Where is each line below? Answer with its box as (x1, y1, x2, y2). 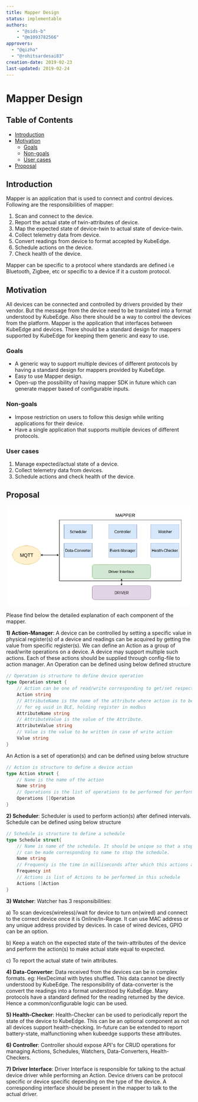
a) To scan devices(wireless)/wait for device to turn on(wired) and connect (6, 909, 188, 916)
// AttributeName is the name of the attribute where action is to (16, 698, 186, 704)
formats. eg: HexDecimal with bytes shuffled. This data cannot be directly (6, 975, 185, 982)
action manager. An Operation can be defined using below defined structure (6, 661, 192, 668)
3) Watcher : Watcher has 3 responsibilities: (6, 897, 112, 904)
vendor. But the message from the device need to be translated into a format (6, 307, 192, 314)
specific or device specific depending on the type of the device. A (6, 1078, 167, 1085)
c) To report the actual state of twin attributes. (6, 957, 118, 964)
